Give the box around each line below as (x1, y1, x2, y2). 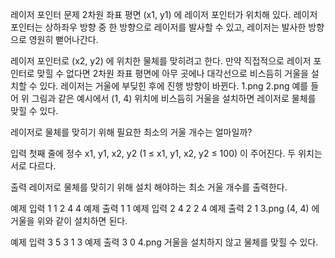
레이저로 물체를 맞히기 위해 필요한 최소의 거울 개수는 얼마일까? (10, 126, 253, 138)
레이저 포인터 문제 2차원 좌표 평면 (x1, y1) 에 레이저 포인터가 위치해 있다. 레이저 (10, 9, 318, 20)
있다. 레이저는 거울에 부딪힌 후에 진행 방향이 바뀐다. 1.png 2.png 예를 (39, 80, 309, 92)
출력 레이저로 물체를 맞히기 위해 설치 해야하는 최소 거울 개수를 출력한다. (10, 181, 288, 193)
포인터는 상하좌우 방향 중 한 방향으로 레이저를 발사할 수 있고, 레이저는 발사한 (10, 21, 307, 33)
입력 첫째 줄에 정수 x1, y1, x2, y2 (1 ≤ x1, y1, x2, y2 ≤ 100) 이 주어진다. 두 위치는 (10, 148, 323, 159)
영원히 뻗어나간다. (28, 34, 99, 45)
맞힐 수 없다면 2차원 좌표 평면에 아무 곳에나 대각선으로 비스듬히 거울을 (36, 68, 309, 79)
